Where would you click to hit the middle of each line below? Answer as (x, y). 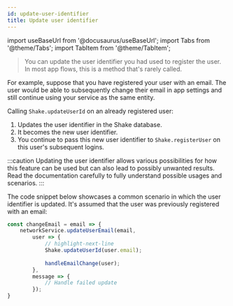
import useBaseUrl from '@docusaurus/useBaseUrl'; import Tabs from (108, 40)
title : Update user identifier (53, 20)
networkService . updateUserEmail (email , (78, 231)
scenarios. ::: (26, 182)
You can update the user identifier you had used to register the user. (123, 61)
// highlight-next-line (79, 244)
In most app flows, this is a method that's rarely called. (103, 69)
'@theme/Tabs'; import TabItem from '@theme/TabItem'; (89, 48)
